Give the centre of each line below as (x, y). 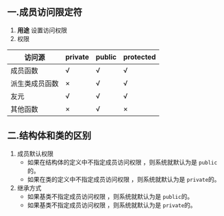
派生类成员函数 (35, 83)
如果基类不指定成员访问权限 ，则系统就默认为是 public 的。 (110, 196)
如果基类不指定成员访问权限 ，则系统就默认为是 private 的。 (112, 205)
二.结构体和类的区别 (49, 136)
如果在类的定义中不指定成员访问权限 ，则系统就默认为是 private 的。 (124, 179)
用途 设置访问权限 (42, 30)
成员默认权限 (35, 154)
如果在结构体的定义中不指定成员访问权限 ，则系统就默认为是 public (122, 162)
